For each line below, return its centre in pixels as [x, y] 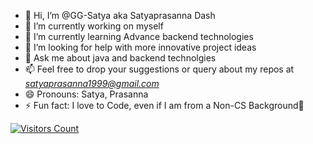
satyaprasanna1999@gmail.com [92, 83]
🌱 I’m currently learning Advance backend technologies [139, 36]
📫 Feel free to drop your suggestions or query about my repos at [159, 69]
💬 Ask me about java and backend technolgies [120, 58]
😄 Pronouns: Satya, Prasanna [86, 94]
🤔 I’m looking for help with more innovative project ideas [140, 47]
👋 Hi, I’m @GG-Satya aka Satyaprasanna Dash [120, 15]
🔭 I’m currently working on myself [94, 26]
